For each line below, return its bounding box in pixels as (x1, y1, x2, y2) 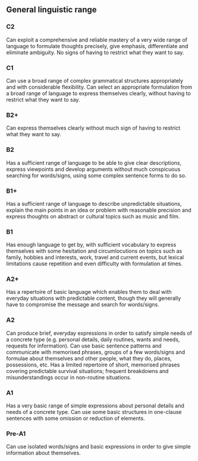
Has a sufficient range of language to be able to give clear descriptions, (6, 159, 182, 166)
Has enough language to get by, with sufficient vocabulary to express (6, 241, 177, 249)
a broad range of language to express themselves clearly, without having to (6, 89, 191, 97)
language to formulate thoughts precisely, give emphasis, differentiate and (6, 42, 188, 49)
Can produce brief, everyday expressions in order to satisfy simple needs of (6, 330, 192, 337)
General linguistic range (6, 5, 97, 15)
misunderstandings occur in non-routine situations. (6, 374, 132, 381)
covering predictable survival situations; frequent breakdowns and (6, 367, 169, 374)
